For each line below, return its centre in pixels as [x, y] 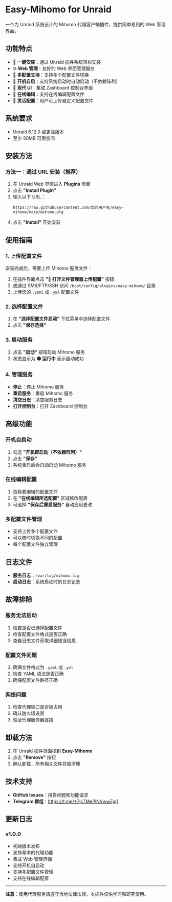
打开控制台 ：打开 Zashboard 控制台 [50, 406]
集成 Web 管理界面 [32, 859]
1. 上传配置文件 [24, 256]
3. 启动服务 [19, 340]
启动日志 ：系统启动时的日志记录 [46, 581]
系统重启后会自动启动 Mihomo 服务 [50, 465]
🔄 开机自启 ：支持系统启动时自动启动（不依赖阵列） [66, 81]
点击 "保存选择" [29, 325]
